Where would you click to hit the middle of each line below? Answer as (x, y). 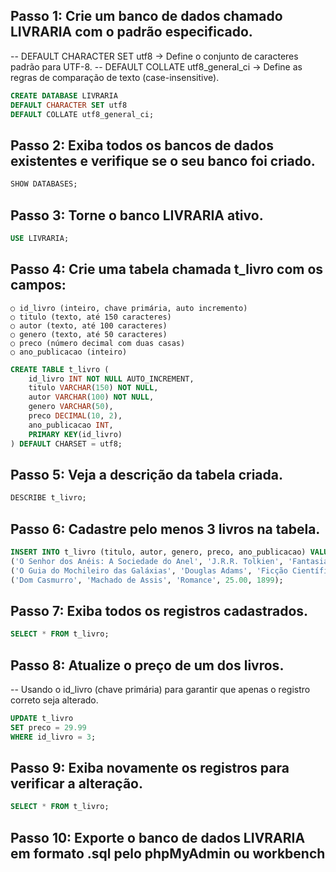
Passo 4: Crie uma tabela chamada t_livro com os (167, 269)
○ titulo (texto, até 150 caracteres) (91, 317)
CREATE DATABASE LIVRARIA (64, 95)
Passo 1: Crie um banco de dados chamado (146, 16)
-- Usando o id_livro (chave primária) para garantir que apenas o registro (160, 689)
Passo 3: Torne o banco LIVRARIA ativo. (137, 215)
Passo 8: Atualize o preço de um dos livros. (147, 665)
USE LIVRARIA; (40, 238)
